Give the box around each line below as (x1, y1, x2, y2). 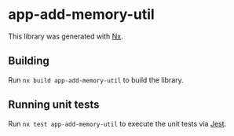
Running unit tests (8, 98, 100, 112)
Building (8, 54, 49, 68)
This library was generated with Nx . (8, 31, 123, 41)
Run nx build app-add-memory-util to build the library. (8, 75, 185, 84)
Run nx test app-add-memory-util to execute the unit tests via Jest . (8, 119, 227, 128)
